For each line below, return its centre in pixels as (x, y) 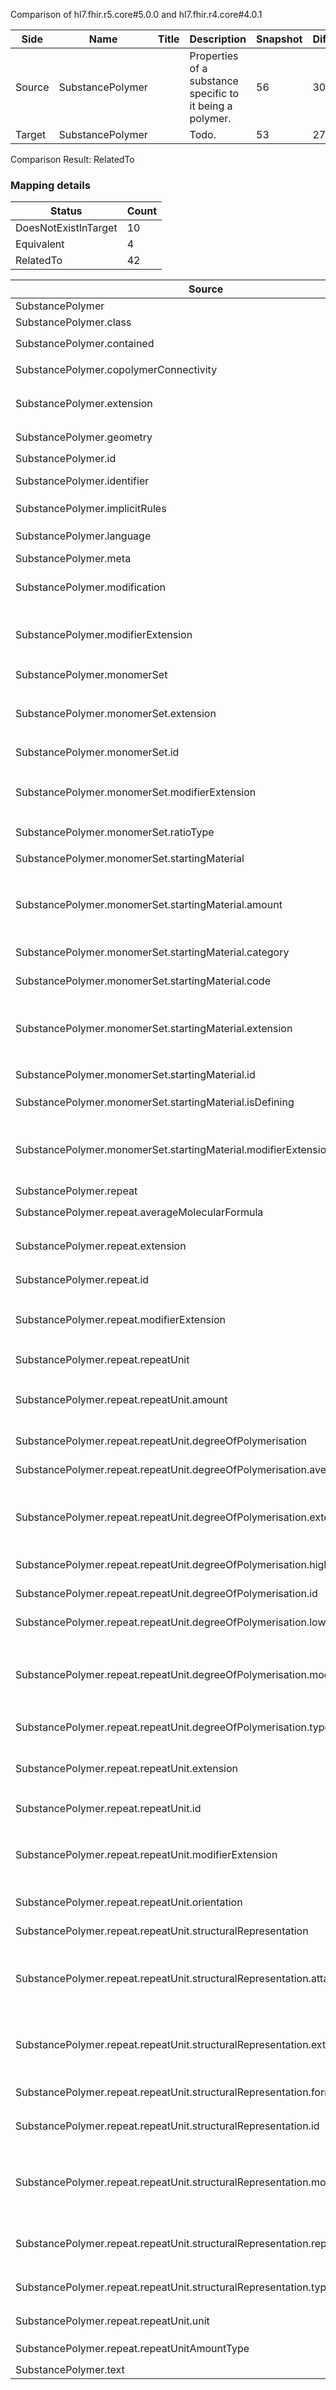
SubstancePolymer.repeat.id (82, 1280)
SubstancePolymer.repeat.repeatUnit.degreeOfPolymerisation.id (166, 1594)
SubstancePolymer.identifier (82, 481)
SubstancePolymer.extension (84, 404)
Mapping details (50, 185)
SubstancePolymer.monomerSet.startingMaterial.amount (149, 905)
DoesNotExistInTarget (66, 228)
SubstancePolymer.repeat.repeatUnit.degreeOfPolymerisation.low (171, 1622)
